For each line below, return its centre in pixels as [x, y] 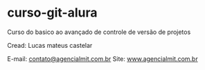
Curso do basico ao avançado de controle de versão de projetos [99, 32]
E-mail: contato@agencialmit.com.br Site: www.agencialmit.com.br [103, 59]
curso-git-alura [52, 13]
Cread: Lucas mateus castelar [50, 45]
